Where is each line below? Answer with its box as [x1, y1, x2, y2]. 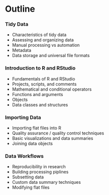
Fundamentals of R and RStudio [12, 76, 75, 81]
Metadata [12, 47, 31, 53]
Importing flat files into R [12, 125, 62, 131]
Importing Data [5, 114, 41, 120]
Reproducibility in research [12, 164, 66, 170]
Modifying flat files [12, 184, 50, 191]
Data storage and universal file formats [12, 53, 90, 58]
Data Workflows [5, 153, 44, 159]
